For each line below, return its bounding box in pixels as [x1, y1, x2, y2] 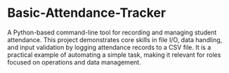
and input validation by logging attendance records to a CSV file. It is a [7, 43, 211, 51]
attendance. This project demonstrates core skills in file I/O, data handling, [7, 35, 223, 44]
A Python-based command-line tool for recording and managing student [7, 28, 217, 36]
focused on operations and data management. [7, 58, 142, 66]
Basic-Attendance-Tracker [7, 5, 166, 21]
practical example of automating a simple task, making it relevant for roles [7, 51, 221, 59]
